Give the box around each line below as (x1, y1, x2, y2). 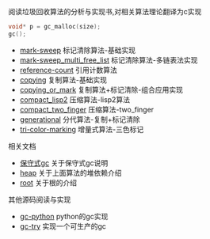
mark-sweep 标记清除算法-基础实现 (19, 45, 136, 55)
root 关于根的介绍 (19, 177, 78, 188)
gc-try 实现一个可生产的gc (19, 221, 107, 231)
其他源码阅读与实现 (8, 195, 71, 204)
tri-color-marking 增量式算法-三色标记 (19, 124, 144, 134)
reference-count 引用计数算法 (19, 65, 117, 74)
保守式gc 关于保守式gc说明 (19, 157, 109, 168)
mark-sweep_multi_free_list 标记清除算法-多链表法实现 (19, 55, 198, 65)
